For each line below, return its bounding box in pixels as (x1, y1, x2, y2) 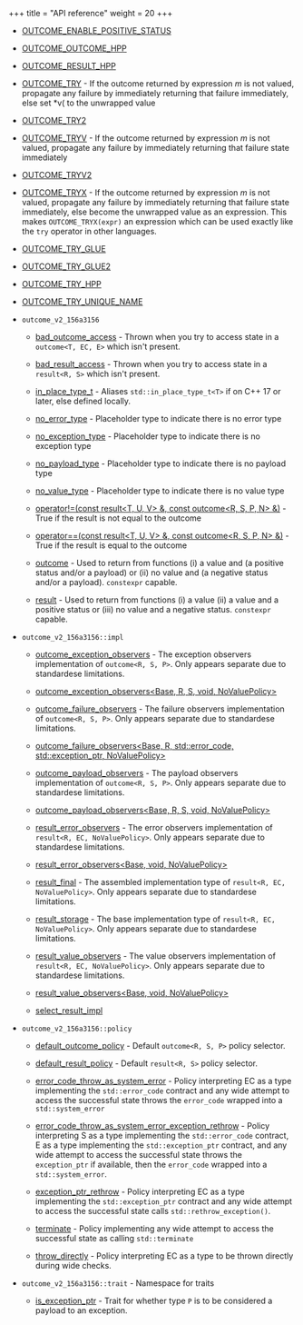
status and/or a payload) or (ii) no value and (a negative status (34, 567, 269, 578)
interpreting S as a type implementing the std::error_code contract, (34, 1131, 289, 1141)
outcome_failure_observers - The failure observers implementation (34, 703, 285, 714)
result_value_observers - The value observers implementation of (34, 951, 276, 961)
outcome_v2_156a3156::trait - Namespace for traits (21, 1278, 215, 1289)
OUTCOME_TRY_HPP (21, 279, 102, 289)
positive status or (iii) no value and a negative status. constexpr (34, 604, 271, 614)
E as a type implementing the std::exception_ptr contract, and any (34, 1140, 288, 1151)
